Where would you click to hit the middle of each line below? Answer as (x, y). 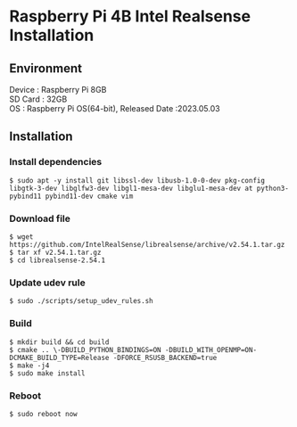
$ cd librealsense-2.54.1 (57, 260)
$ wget (21, 237)
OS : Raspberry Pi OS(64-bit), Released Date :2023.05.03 (115, 108)
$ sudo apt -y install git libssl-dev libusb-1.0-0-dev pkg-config (137, 180)
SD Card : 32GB (38, 99)
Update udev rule (48, 283)
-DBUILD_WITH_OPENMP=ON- (210, 349)
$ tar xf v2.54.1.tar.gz (55, 252)
